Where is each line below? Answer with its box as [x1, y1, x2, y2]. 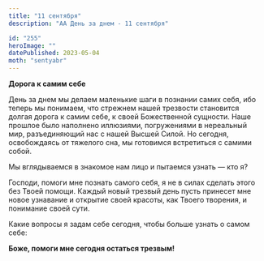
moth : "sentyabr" [8, 57, 67, 65]
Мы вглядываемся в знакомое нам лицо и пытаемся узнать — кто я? [8, 162, 249, 171]
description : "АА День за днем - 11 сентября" [8, 19, 169, 28]
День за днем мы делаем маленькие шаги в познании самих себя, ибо [8, 95, 257, 104]
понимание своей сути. [8, 203, 90, 213]
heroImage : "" [8, 41, 57, 49]
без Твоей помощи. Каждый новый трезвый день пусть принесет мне [8, 186, 252, 195]
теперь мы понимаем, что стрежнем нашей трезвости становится [8, 103, 240, 113]
